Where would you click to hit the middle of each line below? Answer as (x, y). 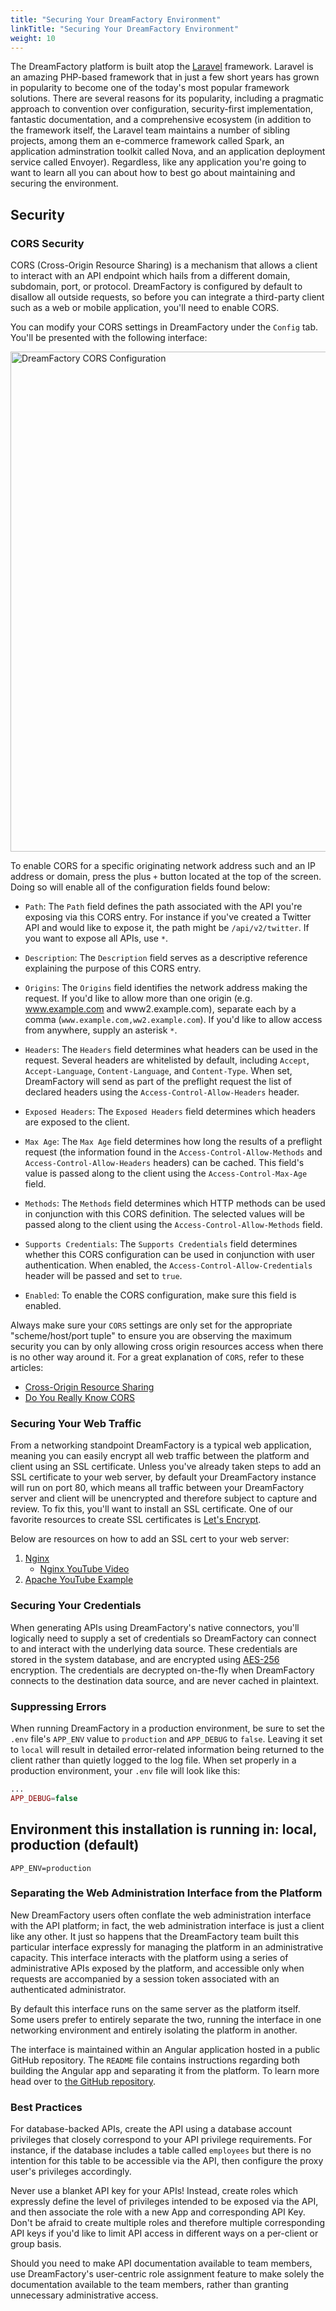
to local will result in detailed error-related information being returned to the (167, 1749)
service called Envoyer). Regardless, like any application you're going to (158, 162)
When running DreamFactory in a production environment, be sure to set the (167, 1728)
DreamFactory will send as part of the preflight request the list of (158, 1082)
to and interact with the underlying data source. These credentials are (154, 1648)
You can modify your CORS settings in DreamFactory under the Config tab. (164, 327)
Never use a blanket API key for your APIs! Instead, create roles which (154, 2191)
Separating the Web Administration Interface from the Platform (166, 1893)
